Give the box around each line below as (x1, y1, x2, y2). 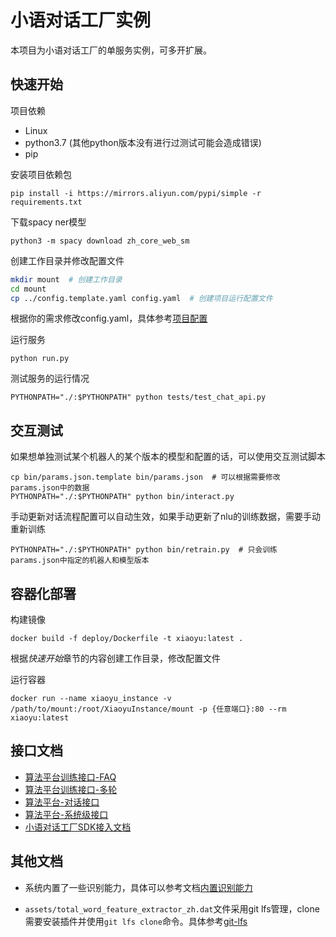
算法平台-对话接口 (24, 796, 100, 808)
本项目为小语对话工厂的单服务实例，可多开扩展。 (10, 44, 212, 56)
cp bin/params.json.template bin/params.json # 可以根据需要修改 (10, 472, 281, 483)
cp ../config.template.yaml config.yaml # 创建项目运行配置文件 (10, 293, 273, 303)
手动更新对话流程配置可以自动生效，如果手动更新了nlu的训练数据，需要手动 (10, 511, 321, 523)
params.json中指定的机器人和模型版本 (10, 556, 150, 566)
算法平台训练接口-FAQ (24, 771, 117, 783)
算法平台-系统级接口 (24, 808, 109, 820)
